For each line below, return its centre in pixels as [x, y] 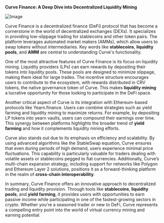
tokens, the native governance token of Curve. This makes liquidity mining [81, 87]
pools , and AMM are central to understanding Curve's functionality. [73, 52]
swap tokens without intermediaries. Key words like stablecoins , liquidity [79, 47]
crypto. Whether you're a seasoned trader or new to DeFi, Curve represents [82, 205]
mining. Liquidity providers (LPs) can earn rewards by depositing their [75, 67]
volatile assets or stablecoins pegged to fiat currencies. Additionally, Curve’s [82, 159]
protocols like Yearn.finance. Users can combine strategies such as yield [79, 108]
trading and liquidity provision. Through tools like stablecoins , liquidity [77, 189]
